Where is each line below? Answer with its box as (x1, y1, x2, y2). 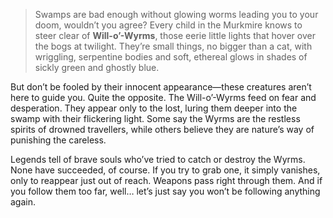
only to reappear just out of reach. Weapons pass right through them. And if (10, 175, 323, 186)
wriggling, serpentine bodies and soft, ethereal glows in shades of (34, 51, 308, 63)
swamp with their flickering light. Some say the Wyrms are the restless (10, 113, 301, 124)
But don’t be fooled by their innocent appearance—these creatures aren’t (10, 81, 312, 93)
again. (10, 196, 37, 208)
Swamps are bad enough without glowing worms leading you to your (34, 9, 319, 20)
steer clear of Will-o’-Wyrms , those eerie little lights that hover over (34, 30, 316, 41)
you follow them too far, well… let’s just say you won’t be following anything (10, 185, 321, 197)
